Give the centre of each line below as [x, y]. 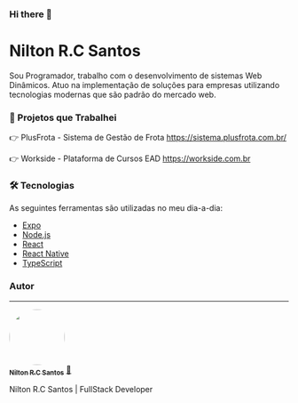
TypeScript [42, 263]
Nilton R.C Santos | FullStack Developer [81, 389]
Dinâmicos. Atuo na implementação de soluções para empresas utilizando [145, 85]
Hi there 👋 [31, 14]
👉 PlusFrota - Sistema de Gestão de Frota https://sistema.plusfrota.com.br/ [148, 138]
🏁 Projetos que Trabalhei [63, 117]
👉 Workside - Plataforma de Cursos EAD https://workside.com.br [130, 158]
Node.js [36, 235]
